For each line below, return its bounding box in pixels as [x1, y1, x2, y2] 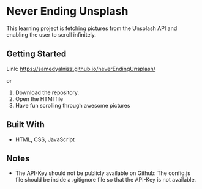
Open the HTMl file [15, 95, 63, 102]
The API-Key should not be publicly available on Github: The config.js [15, 169, 191, 177]
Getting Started [6, 49, 67, 59]
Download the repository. [15, 89, 80, 96]
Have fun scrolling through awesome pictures [15, 102, 130, 109]
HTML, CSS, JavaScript [15, 136, 75, 143]
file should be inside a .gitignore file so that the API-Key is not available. [15, 176, 196, 183]
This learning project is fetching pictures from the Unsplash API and [6, 24, 178, 32]
